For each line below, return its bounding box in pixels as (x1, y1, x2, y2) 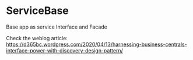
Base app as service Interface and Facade (6, 23, 108, 30)
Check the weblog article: (6, 34, 68, 41)
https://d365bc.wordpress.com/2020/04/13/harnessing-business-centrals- (6, 41, 188, 48)
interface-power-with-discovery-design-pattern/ (6, 47, 124, 54)
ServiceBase (6, 4, 69, 17)
